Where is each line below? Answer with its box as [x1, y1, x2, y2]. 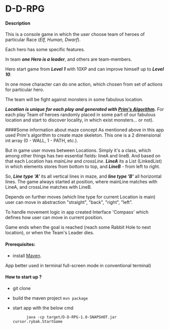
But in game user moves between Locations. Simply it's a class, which [5, 147, 151, 153]
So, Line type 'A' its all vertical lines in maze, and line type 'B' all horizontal [5, 173, 162, 180]
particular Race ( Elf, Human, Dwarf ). [5, 36, 81, 43]
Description [5, 20, 31, 26]
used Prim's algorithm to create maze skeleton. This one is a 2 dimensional [5, 132, 161, 138]
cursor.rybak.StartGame [12, 319, 63, 324]
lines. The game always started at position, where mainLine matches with [5, 179, 158, 185]
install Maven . [12, 253, 42, 259]
